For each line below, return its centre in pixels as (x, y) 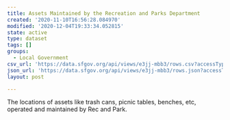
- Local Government (41, 58)
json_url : (21, 70)
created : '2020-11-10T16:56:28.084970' (64, 20)
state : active (27, 32)
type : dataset (27, 39)
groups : (18, 52)
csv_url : (20, 64)
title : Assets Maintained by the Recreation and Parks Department (104, 13)
